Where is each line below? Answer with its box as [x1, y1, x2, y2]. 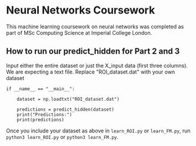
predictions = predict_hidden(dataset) [16, 107, 115, 112]
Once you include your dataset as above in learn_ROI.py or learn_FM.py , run [6, 127, 191, 134]
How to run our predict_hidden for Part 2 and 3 [6, 47, 180, 57]
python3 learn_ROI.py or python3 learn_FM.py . [6, 133, 119, 140]
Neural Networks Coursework [6, 4, 155, 17]
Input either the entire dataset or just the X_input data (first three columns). [6, 62, 188, 69]
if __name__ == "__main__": [6, 86, 75, 92]
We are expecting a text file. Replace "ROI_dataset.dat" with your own [6, 68, 175, 75]
